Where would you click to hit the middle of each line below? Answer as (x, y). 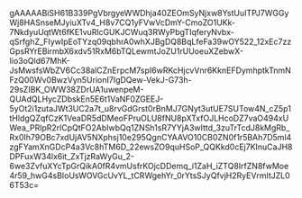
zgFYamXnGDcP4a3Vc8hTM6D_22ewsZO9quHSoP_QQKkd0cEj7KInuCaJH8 (151, 147)
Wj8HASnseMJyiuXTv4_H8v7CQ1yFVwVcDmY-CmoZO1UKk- (123, 22)
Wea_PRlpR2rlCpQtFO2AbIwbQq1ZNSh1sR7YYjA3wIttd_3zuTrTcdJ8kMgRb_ (150, 128)
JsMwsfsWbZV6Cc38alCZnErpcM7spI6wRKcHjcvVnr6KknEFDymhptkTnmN (150, 70)
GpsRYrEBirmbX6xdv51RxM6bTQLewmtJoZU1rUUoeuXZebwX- (126, 51)
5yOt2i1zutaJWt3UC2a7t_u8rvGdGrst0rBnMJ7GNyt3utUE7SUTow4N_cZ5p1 (150, 108)
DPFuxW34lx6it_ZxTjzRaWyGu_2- (72, 156)
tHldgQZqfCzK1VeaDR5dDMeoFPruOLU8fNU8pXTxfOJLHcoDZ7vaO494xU (149, 118)
